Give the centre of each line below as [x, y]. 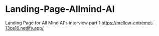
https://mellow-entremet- [128, 23]
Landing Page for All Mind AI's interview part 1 [53, 23]
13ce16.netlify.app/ [25, 28]
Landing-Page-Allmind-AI [60, 9]
